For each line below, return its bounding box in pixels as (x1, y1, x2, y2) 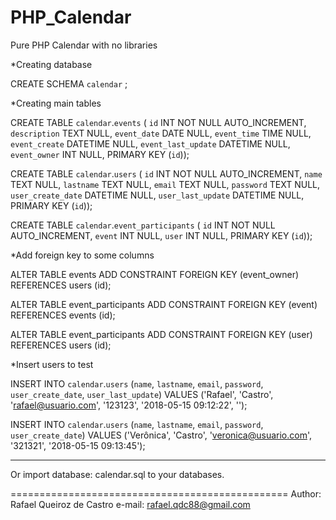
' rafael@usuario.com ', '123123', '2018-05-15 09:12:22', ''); (10, 399, 248, 411)
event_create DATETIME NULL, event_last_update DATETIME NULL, (10, 137, 291, 150)
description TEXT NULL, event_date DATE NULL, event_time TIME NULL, (10, 127, 312, 139)
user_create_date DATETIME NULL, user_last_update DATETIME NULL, (10, 189, 305, 201)
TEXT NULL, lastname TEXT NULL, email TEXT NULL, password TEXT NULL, (10, 178, 321, 190)
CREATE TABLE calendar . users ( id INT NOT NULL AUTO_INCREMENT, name (10, 167, 323, 180)
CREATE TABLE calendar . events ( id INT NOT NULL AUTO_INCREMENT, (10, 116, 307, 128)
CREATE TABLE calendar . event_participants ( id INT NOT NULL (10, 219, 276, 231)
